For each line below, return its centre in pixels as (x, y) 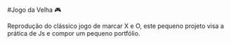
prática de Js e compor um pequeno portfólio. (74, 33)
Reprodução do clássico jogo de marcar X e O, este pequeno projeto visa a (116, 26)
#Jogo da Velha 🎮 (34, 10)
